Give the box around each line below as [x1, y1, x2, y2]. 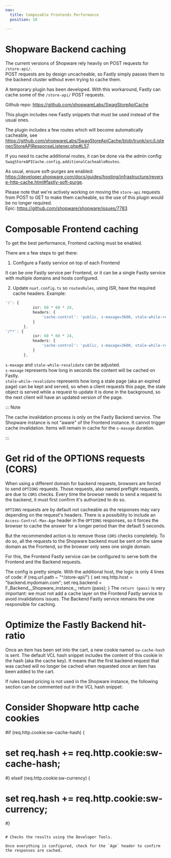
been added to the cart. [5, 668, 55, 674]
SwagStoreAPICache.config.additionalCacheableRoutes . [5, 159, 121, 165]
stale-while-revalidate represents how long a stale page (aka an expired [5, 378, 160, 384]
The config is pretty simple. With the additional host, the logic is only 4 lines [5, 568, 164, 574]
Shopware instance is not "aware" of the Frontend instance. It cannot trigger [5, 419, 165, 425]
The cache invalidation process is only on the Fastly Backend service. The [5, 414, 161, 420]
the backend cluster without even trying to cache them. [5, 77, 122, 83]
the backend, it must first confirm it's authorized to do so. [5, 496, 126, 502]
